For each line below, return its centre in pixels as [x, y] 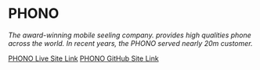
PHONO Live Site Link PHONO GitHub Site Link [83, 58]
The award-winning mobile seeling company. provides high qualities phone [130, 35]
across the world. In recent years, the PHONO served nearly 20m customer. [130, 43]
